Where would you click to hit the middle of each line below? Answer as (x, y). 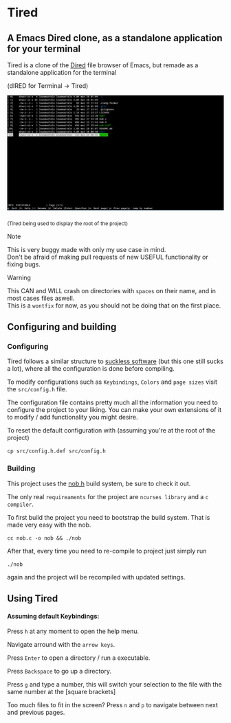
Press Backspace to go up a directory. (59, 672)
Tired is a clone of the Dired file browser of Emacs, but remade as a (103, 65)
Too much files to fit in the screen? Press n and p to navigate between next (112, 705)
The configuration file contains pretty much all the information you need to (112, 402)
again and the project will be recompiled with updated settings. (96, 577)
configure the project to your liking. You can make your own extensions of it (114, 410)
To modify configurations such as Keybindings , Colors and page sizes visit (112, 382)
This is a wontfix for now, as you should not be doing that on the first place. (114, 305)
